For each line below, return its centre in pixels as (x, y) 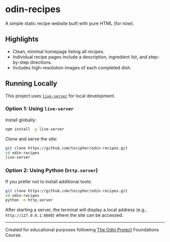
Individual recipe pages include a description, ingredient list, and (80, 57)
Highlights (22, 39)
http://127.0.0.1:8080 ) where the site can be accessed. (65, 215)
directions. (41, 62)
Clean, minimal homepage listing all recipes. (58, 51)
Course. (13, 235)
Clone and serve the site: (31, 139)
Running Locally (31, 84)
